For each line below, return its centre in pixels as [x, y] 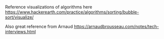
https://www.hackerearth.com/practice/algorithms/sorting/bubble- [72, 12]
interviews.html [20, 32]
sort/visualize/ [20, 17]
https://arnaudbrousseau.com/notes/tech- [116, 26]
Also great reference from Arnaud [39, 26]
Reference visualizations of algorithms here [49, 7]
